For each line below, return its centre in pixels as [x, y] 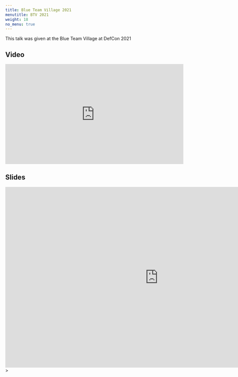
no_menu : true [20, 24]
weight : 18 [17, 19]
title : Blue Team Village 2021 [38, 10]
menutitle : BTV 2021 [27, 15]
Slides [15, 178]
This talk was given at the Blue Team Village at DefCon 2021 [68, 39]
